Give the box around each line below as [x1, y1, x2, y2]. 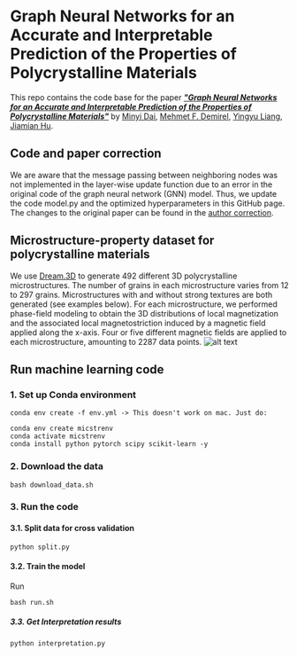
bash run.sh [10, 598, 54, 606]
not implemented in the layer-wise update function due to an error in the [10, 179, 273, 190]
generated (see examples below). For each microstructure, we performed [10, 299, 278, 309]
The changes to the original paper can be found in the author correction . [10, 207, 274, 218]
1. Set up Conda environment [10, 388, 136, 401]
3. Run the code [10, 501, 79, 513]
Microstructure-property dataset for [10, 233, 215, 248]
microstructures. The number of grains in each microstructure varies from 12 [10, 279, 289, 290]
